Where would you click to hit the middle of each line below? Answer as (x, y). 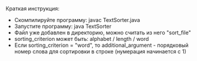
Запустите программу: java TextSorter (63, 26)
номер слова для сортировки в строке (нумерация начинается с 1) (100, 52)
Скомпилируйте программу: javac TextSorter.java (77, 20)
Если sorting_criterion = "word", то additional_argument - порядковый (101, 45)
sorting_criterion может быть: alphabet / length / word (81, 39)
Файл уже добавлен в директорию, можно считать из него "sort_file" (102, 33)
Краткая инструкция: (33, 9)
